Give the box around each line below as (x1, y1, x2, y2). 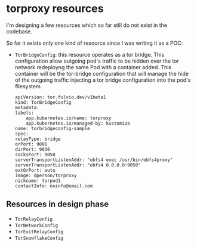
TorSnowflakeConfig (14, 235, 64, 241)
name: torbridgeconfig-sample (14, 125, 91, 131)
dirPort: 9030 (14, 146, 50, 152)
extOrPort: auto (14, 167, 56, 173)
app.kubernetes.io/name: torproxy (26, 115, 112, 121)
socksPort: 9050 (14, 152, 56, 158)
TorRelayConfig (14, 216, 53, 222)
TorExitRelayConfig (14, 229, 64, 234)
